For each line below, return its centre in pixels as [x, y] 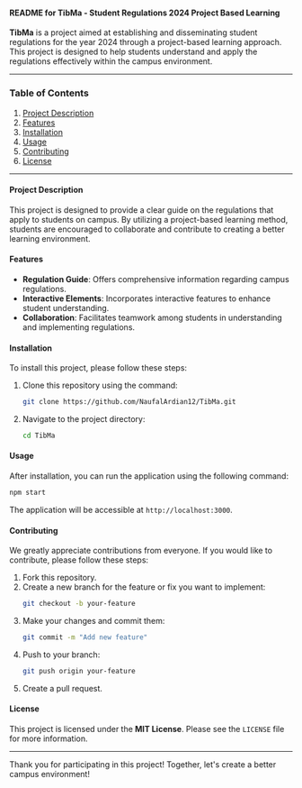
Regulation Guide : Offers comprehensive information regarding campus [155, 279]
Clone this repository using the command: [100, 385]
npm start [28, 493]
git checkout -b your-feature [79, 604]
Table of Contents [49, 93]
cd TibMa [39, 435]
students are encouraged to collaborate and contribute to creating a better [147, 229]
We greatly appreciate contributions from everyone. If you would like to [141, 551]
